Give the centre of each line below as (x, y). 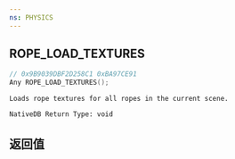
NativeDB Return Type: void (61, 114)
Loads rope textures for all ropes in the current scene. (119, 99)
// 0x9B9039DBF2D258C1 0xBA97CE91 (73, 74)
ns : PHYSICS (31, 17)
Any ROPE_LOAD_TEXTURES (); (59, 83)
